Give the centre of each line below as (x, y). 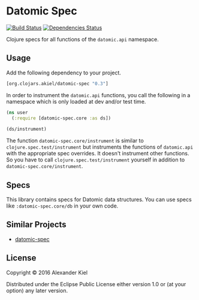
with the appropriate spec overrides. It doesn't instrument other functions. (98, 154)
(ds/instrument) (26, 129)
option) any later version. (37, 290)
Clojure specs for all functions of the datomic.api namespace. (82, 39)
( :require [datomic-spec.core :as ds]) (61, 118)
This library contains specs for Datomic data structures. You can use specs (99, 199)
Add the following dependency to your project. (64, 73)
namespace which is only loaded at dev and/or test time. (76, 101)
